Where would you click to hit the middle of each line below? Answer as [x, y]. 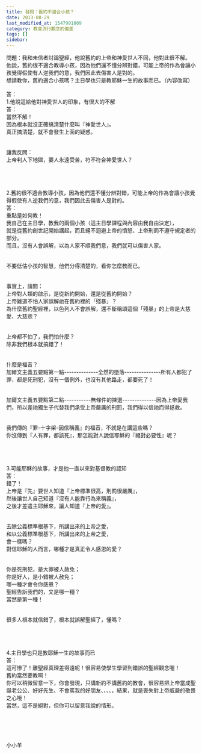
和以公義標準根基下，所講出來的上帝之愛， [59, 534]
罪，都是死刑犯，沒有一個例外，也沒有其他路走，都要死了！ [80, 379]
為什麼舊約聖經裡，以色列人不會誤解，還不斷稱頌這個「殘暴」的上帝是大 [96, 309]
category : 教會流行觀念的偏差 [40, 29]
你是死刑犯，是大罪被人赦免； [43, 569]
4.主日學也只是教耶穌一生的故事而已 [51, 653]
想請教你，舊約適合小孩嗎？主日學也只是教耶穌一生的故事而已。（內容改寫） [100, 80]
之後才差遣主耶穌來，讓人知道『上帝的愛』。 [60, 506]
